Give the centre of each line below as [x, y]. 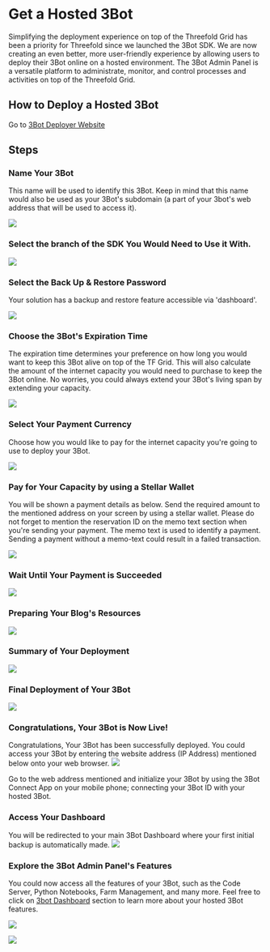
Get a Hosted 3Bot [71, 14]
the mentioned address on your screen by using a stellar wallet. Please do [131, 513]
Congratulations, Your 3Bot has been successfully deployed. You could [127, 745]
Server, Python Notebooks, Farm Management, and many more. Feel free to [135, 892]
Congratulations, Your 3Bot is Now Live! [88, 728]
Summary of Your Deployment [69, 651]
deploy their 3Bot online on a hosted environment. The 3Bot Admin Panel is [133, 62]
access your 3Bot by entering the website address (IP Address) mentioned [133, 753]
